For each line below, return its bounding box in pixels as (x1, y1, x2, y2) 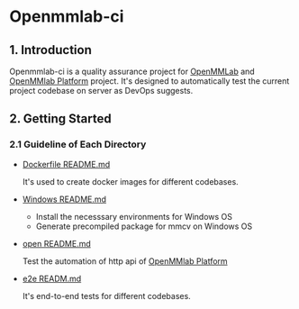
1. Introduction (9, 42, 92, 58)
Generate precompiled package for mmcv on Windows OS (35, 221, 253, 232)
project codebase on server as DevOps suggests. (9, 86, 194, 95)
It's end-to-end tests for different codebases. (22, 290, 191, 301)
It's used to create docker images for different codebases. (22, 176, 239, 186)
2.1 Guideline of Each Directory (9, 138, 147, 150)
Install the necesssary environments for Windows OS (35, 211, 232, 222)
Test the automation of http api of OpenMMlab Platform (22, 255, 228, 267)
